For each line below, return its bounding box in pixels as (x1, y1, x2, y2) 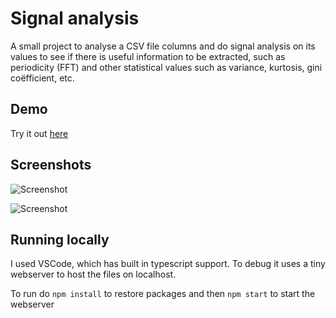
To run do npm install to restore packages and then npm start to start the (10, 288, 316, 300)
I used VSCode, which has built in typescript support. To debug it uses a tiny (10, 258, 326, 270)
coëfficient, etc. (10, 72, 75, 84)
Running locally (10, 231, 110, 248)
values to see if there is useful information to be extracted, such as (10, 50, 286, 62)
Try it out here (10, 127, 69, 139)
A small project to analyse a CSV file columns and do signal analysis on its (10, 40, 316, 52)
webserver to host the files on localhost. (10, 268, 177, 281)
